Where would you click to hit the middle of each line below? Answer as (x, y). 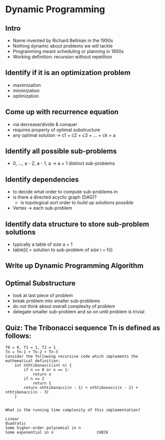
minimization (26, 90)
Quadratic (16, 424)
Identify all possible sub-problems (61, 151)
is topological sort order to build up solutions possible (77, 203)
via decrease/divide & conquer (45, 124)
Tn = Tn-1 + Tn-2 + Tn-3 (32, 352)
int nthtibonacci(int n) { (43, 365)
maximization (27, 85)
